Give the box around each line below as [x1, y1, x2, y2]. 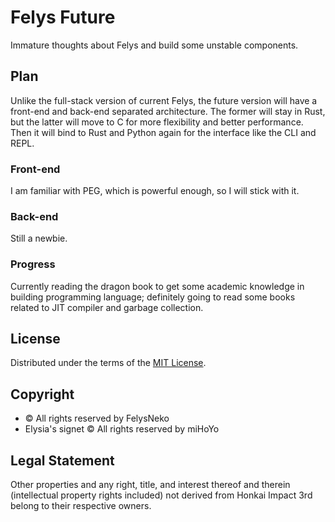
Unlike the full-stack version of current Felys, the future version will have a [10, 94, 318, 106]
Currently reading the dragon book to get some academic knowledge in [10, 280, 305, 292]
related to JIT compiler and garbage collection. [10, 301, 204, 313]
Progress [10, 257, 56, 271]
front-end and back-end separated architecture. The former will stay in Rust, [10, 105, 326, 117]
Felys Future [10, 6, 116, 29]
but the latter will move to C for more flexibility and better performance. [10, 116, 304, 128]
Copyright [10, 386, 75, 403]
